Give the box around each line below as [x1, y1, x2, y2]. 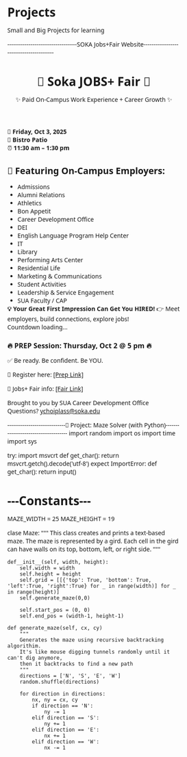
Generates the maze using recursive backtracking [19, 637, 164, 643]
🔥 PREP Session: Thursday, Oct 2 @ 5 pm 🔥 [7, 340, 152, 350]
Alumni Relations [17, 190, 66, 199]
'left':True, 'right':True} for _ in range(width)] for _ [7, 582, 176, 589]
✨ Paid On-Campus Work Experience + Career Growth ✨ [15, 95, 173, 104]
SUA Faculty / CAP [17, 296, 68, 305]
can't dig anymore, [7, 654, 63, 661]
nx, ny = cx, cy [32, 696, 78, 703]
